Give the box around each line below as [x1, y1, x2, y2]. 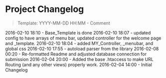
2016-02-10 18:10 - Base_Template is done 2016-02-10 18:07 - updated [5, 29, 151, 35]
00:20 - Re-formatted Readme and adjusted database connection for [5, 51, 147, 57]
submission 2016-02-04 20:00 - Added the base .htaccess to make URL [5, 56, 154, 62]
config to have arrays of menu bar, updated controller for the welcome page [5, 35, 162, 41]
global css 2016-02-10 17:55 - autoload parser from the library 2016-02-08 [5, 45, 159, 51]
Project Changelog [5, 3, 84, 15]
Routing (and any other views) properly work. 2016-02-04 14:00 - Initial [5, 61, 152, 67]
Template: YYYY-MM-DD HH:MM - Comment [17, 20, 111, 26]
